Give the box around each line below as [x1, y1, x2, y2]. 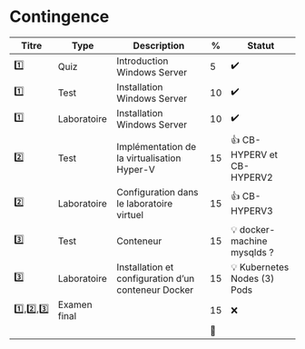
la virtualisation [116, 152, 182, 165]
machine [231, 234, 268, 247]
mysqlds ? [231, 245, 274, 258]
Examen [57, 298, 93, 311]
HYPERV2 [231, 171, 274, 184]
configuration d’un [116, 272, 195, 284]
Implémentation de [116, 141, 197, 154]
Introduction [116, 55, 169, 67]
